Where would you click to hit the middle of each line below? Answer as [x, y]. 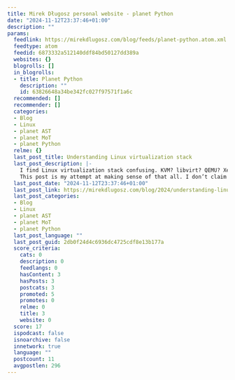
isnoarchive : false [42, 340]
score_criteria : [37, 249]
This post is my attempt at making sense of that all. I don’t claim [123, 177]
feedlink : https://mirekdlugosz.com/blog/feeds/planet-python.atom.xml [120, 40]
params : [19, 33]
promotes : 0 [37, 301]
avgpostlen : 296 [37, 366]
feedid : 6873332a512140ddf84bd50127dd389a [76, 53]
